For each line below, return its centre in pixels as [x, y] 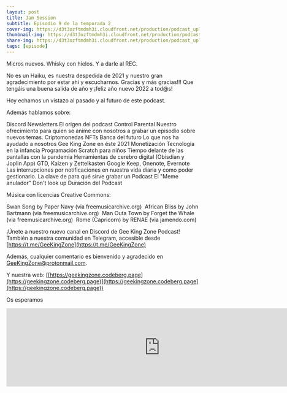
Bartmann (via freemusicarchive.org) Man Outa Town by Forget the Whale [101, 213]
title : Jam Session [31, 18]
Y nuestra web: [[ [28, 275]
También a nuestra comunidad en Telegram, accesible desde [83, 238]
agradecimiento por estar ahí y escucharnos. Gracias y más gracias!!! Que [100, 82]
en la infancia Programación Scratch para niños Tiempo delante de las [95, 150]
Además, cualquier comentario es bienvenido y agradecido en [85, 256]
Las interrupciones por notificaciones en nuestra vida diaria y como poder [100, 170]
